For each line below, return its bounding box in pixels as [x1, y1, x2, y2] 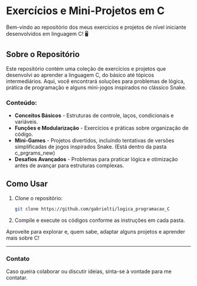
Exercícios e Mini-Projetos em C [6, 4, 165, 18]
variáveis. [14, 118, 38, 125]
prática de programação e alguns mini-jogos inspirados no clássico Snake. [6, 84, 186, 91]
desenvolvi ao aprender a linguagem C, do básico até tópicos [6, 71, 154, 78]
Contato [6, 254, 30, 262]
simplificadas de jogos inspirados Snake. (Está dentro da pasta [14, 143, 167, 151]
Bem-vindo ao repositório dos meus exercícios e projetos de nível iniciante [6, 24, 186, 31]
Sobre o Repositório [6, 49, 80, 59]
